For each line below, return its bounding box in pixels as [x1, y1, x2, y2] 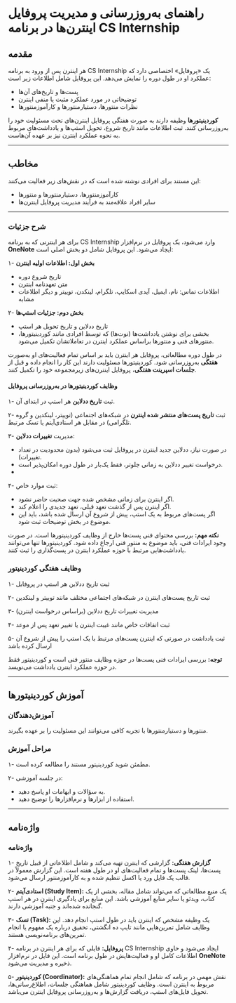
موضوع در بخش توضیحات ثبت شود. [18, 518, 111, 526]
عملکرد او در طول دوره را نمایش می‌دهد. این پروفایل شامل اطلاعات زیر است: [8, 74, 211, 82]
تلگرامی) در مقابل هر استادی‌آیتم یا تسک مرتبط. [8, 418, 132, 426]
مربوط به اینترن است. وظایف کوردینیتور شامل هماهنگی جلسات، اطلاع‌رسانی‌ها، [8, 980, 214, 988]
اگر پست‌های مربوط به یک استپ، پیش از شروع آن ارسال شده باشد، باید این [18, 510, 216, 518]
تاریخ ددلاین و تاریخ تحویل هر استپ [18, 322, 109, 331]
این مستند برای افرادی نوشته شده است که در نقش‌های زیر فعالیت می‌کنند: [8, 176, 202, 185]
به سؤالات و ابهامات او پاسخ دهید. [18, 787, 106, 795]
